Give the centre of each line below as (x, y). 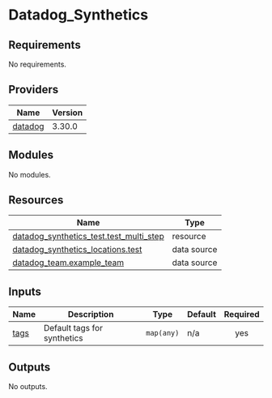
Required (242, 315)
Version (68, 113)
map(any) (162, 333)
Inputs (25, 291)
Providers (34, 90)
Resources (36, 200)
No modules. (30, 174)
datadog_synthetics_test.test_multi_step (88, 237)
